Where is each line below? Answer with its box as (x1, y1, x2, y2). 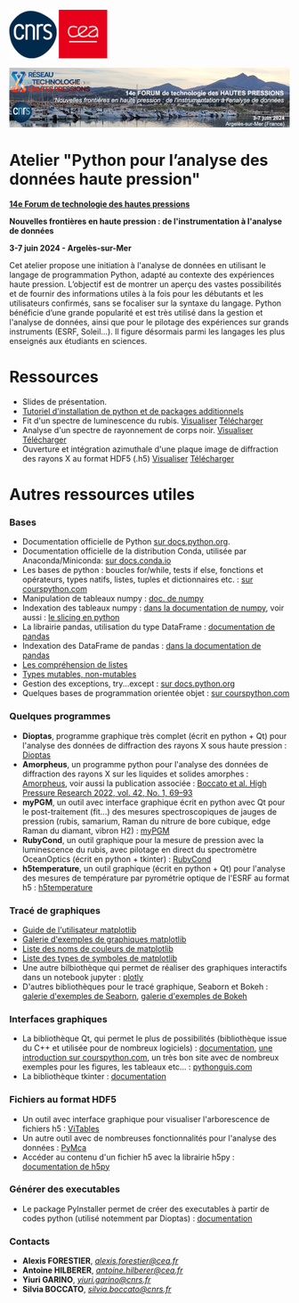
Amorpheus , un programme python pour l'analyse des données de (21, 758, 269, 769)
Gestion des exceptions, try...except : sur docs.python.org (21, 678, 236, 689)
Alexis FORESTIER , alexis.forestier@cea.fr (21, 1256, 179, 1266)
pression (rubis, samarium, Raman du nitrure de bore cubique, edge (21, 815, 271, 826)
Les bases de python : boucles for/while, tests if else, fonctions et (21, 565, 264, 576)
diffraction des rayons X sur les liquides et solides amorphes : (21, 768, 249, 779)
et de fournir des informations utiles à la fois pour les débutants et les (9, 288, 264, 299)
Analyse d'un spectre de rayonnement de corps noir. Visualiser (21, 424, 254, 435)
